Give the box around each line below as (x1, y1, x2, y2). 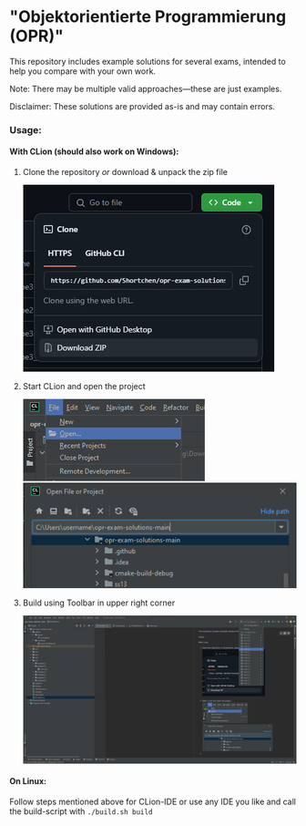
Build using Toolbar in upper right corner (22, 597, 176, 608)
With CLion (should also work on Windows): (9, 146, 179, 157)
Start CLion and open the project (22, 381, 146, 392)
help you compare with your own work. (9, 66, 157, 77)
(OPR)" (9, 26, 64, 46)
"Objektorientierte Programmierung (9, 6, 287, 27)
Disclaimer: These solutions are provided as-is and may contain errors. (9, 100, 276, 111)
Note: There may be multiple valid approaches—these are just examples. (9, 83, 282, 94)
